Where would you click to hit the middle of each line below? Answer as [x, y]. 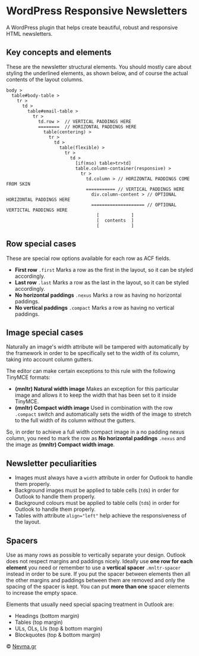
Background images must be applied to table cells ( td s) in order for [97, 490]
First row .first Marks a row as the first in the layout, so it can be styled [104, 269]
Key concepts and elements [59, 53]
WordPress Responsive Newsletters [97, 11]
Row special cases [41, 244]
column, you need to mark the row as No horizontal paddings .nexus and [96, 438]
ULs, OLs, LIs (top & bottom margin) [59, 628]
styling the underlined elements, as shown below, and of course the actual [97, 73]
